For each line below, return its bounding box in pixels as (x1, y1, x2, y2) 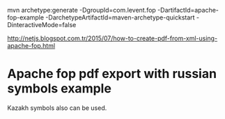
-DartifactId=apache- (157, 6, 219, 14)
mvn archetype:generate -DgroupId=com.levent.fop (7, 6, 157, 14)
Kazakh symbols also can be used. (7, 104, 107, 112)
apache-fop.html (7, 42, 56, 49)
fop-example (7, 13, 44, 22)
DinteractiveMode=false (7, 21, 77, 29)
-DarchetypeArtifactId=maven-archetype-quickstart (45, 13, 195, 22)
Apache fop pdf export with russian (7, 66, 217, 82)
